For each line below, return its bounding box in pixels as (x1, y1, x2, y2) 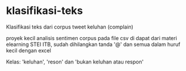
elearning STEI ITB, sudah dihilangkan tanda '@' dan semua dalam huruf (6, 41, 181, 48)
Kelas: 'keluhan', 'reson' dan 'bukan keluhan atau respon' (6, 58, 144, 65)
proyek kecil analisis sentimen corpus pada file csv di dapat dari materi (6, 34, 177, 41)
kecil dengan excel (6, 47, 51, 54)
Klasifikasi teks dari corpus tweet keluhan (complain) (6, 23, 133, 30)
